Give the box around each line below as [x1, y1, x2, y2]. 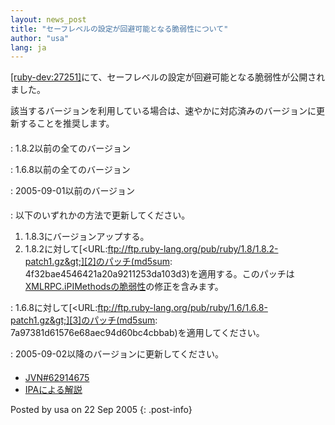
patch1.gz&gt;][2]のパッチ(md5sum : [24, 256, 173, 268]
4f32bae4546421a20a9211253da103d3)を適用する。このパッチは [24, 268, 295, 280]
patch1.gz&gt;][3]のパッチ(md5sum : [10, 314, 158, 326]
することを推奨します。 [18, 117, 115, 130]
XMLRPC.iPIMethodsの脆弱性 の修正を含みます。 [24, 281, 224, 293]
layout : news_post [10, 14, 87, 25]
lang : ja [10, 42, 47, 53]
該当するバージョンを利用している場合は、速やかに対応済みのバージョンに [10, 105, 317, 117]
